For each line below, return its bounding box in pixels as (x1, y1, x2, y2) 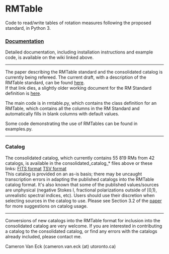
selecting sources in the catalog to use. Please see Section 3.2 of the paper (5, 198, 162, 204)
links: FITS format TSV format (5, 165, 67, 171)
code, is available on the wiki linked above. (5, 54, 94, 60)
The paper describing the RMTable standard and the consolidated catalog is (5, 69, 163, 75)
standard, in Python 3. (5, 25, 51, 31)
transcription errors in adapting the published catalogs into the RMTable (5, 176, 154, 182)
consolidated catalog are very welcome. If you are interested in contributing (5, 223, 162, 229)
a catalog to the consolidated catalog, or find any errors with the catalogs (5, 228, 157, 234)
